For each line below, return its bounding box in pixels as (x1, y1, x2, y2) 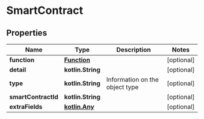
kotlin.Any (64, 103, 95, 111)
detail (9, 66, 26, 74)
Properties (6, 28, 47, 38)
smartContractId (9, 93, 59, 101)
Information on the (106, 76, 159, 83)
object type (106, 83, 139, 91)
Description (116, 46, 151, 54)
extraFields (9, 103, 42, 111)
